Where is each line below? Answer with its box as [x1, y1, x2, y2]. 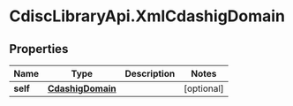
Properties [9, 42, 69, 57]
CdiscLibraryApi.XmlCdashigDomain [9, 6, 285, 26]
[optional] [184, 82, 225, 95]
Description [124, 68, 176, 79]
